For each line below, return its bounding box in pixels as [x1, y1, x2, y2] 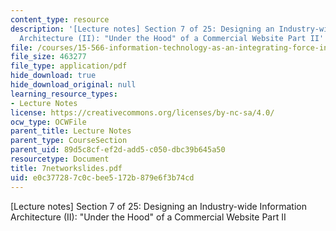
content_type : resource [10, 14, 110, 25]
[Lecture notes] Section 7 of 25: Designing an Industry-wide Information [10, 200, 308, 212]
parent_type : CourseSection [10, 136, 128, 146]
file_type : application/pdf [10, 61, 128, 71]
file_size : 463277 [10, 52, 87, 62]
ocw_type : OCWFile [10, 117, 87, 127]
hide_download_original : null [10, 80, 137, 90]
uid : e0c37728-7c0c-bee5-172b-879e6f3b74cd [10, 172, 195, 183]
